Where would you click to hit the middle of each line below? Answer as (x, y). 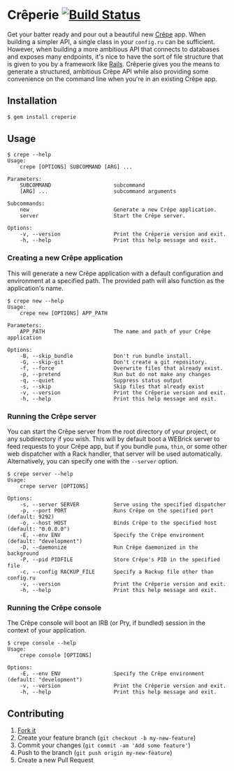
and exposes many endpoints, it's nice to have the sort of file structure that (115, 57)
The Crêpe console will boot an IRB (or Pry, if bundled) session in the (107, 623)
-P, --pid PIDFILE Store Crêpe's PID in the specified (120, 560)
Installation (32, 101)
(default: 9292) (31, 517)
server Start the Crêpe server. (103, 216)
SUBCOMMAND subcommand (82, 185)
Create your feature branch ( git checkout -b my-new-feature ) (107, 738)
